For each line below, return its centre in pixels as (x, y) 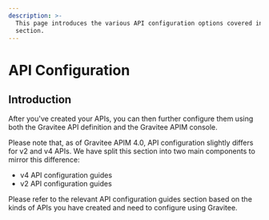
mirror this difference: (44, 160)
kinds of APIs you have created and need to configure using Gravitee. (123, 208)
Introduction (40, 100)
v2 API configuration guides (66, 184)
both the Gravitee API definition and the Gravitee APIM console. (113, 127)
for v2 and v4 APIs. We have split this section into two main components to (132, 151)
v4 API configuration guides (66, 175)
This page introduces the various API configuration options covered (134, 23)
